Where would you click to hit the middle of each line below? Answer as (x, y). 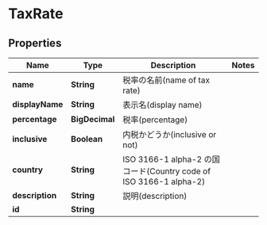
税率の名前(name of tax (166, 80)
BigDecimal (93, 119)
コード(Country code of (167, 171)
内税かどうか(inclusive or (170, 134)
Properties (35, 43)
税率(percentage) (155, 120)
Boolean (87, 139)
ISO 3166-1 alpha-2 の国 (171, 159)
